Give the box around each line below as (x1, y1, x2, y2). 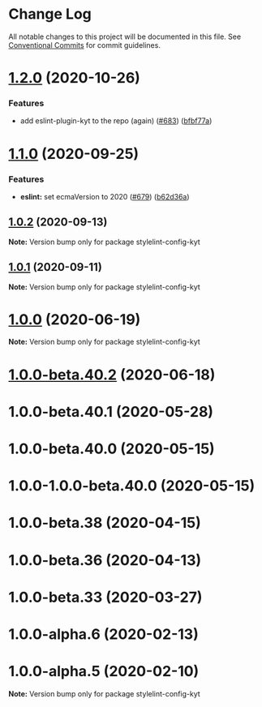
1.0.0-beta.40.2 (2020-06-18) (8, 366, 216, 383)
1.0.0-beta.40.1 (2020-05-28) (8, 402, 213, 421)
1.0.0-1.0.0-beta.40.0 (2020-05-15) (8, 477, 256, 495)
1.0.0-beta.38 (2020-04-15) (8, 514, 201, 532)
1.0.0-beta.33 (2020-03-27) (8, 588, 203, 606)
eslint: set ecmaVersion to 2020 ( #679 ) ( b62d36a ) (19, 191, 190, 201)
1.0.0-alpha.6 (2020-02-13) (8, 625, 199, 643)
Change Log (8, 5, 92, 24)
